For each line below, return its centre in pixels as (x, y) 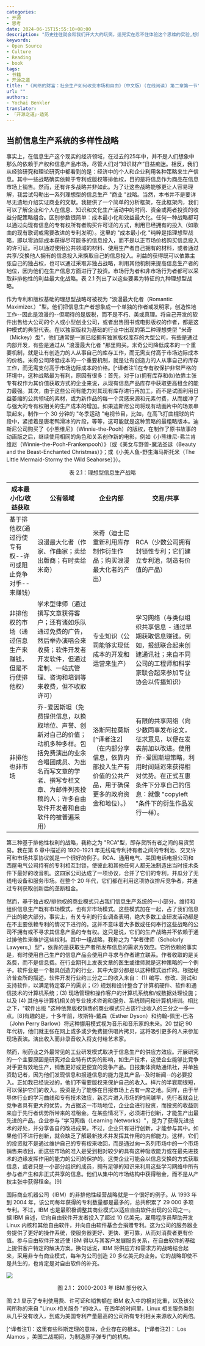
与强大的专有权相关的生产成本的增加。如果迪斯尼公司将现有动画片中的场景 (100, 406)
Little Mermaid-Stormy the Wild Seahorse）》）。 (65, 459)
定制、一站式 (56, 668)
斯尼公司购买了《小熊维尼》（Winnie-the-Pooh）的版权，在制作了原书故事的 (102, 429)
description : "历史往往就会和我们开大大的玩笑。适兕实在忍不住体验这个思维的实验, (99, 35)
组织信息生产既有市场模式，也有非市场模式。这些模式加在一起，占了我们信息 (103, 909)
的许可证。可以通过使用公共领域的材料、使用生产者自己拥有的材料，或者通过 (103, 248)
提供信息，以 (62, 717)
